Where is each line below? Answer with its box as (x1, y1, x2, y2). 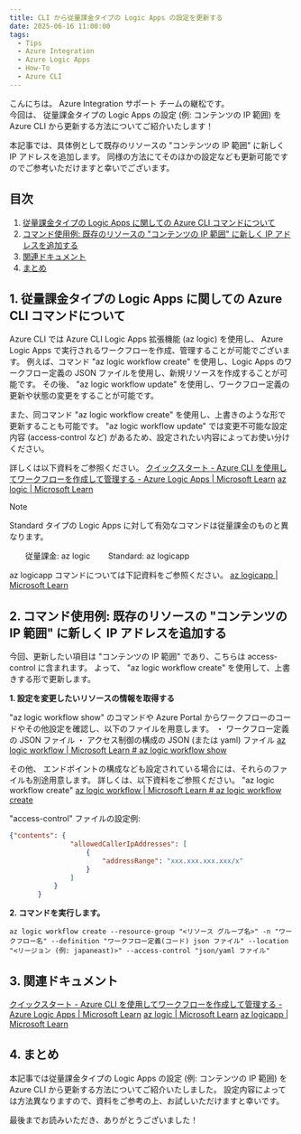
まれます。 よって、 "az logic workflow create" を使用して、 (53, 662, 275, 673)
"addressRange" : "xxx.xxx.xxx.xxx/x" (102, 856, 244, 866)
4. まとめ (9, 1047, 59, 1063)
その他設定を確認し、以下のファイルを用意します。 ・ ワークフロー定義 (24, 724, 290, 735)
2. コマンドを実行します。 (9, 907, 105, 918)
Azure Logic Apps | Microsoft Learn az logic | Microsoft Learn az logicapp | (9, 1009, 289, 1019)
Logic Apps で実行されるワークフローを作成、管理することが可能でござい (9, 345, 283, 356)
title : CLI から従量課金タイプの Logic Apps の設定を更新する (9, 13, 223, 23)
